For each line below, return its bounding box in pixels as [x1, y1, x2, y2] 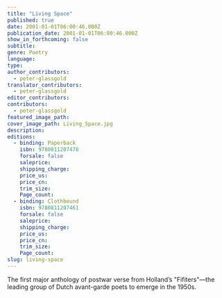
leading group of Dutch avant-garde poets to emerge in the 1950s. [7, 283, 196, 291]
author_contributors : [7, 68, 70, 75]
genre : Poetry [7, 49, 49, 56]
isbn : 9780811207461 [19, 205, 79, 212]
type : [7, 62, 23, 69]
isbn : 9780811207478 [19, 146, 79, 153]
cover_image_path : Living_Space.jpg [7, 120, 113, 127]
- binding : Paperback [13, 140, 76, 147]
